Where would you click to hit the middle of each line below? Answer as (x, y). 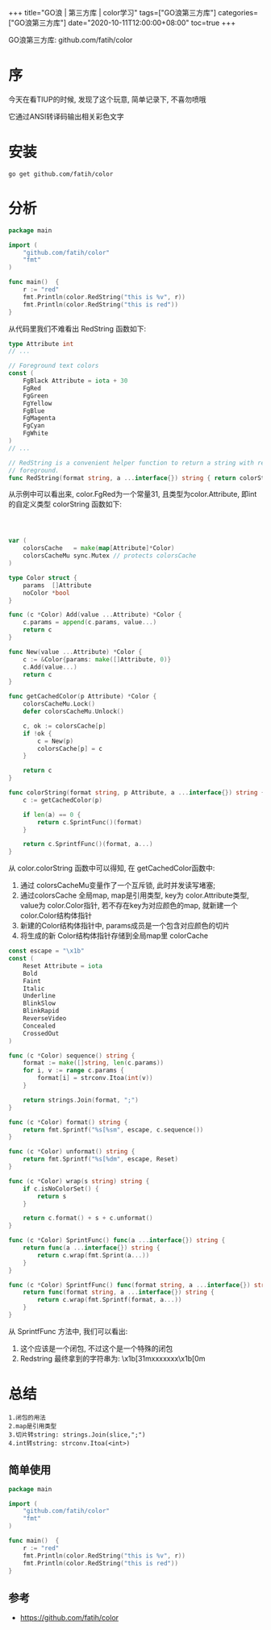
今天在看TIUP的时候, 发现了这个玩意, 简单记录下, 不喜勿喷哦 (108, 99)
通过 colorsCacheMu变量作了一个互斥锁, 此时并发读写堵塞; (118, 886)
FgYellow (38, 403)
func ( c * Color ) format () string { (68, 1122)
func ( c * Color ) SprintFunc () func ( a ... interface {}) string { (117, 1240)
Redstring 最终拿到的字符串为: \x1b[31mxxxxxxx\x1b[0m (113, 1358)
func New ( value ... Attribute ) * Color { (75, 652)
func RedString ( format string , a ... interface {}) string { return (122, 478)
